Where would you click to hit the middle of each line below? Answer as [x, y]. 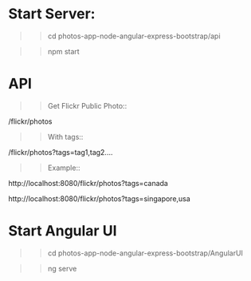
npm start [63, 51]
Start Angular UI [63, 231]
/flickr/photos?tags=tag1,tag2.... [61, 152]
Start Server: [52, 14]
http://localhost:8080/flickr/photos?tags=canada [88, 183]
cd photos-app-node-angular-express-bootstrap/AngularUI [145, 253]
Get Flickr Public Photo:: [87, 105]
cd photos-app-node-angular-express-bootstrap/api [134, 36]
